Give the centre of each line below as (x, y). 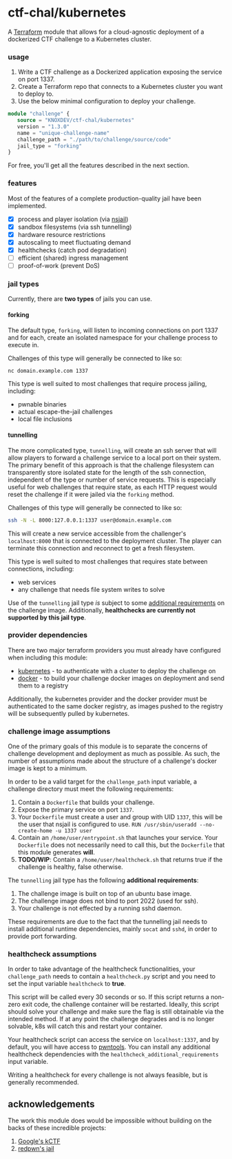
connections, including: (41, 568)
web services (37, 582)
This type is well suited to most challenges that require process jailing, (107, 384)
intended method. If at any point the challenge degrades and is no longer (111, 1019)
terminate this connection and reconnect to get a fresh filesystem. (102, 548)
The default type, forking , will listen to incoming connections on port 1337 (113, 330)
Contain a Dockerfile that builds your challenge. (86, 802)
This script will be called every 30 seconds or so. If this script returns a (108, 997)
